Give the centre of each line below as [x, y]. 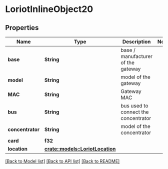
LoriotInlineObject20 [49, 9]
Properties [22, 28]
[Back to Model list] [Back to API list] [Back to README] [62, 161]
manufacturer [137, 56]
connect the [135, 112]
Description [136, 42]
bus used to [134, 106]
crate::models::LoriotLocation [80, 149]
